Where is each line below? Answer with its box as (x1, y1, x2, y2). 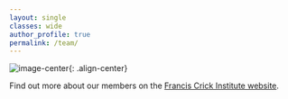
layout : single (9, 13, 67, 22)
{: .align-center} (69, 63, 128, 74)
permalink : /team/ (9, 38, 79, 48)
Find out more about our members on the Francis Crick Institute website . (9, 80, 280, 91)
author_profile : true (9, 30, 91, 39)
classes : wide (9, 22, 63, 31)
